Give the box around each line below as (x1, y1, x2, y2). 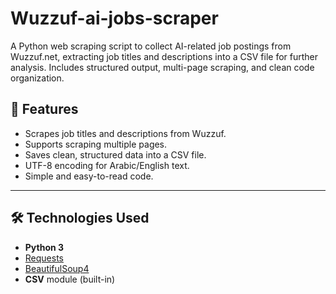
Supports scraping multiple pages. (24, 138, 168, 150)
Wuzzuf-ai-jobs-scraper (10, 7, 219, 30)
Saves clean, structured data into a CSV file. (24, 148, 207, 161)
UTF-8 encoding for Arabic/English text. (24, 159, 190, 171)
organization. (10, 72, 65, 84)
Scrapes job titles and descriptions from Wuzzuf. (24, 127, 227, 139)
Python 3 (24, 241, 65, 253)
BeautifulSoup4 (24, 262, 90, 274)
